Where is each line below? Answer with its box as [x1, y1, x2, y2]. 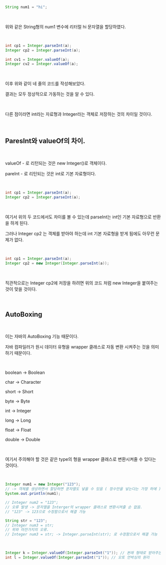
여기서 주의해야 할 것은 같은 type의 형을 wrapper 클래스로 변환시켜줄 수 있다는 [5, 456, 157, 462]
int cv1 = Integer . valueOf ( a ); [5, 57, 70, 62]
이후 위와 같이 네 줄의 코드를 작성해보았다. [5, 81, 85, 86]
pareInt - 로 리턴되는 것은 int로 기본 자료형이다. [5, 171, 96, 177]
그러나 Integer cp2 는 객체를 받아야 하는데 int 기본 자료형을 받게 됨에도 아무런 [5, 230, 155, 237]
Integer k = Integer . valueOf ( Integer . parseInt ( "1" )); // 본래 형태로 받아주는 [5, 551, 162, 556]
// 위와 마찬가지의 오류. [5, 527, 49, 532]
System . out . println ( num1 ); [5, 491, 61, 496]
